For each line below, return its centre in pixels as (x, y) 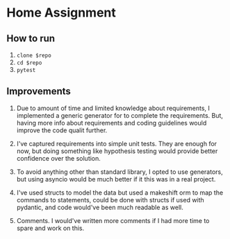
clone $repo (34, 55)
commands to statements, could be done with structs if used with (110, 200)
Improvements (39, 91)
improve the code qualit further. (62, 130)
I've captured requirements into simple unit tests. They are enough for (116, 143)
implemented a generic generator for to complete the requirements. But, (120, 115)
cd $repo (29, 63)
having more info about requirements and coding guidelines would (112, 123)
